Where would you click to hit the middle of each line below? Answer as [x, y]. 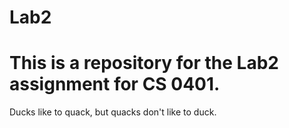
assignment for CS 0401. [115, 84]
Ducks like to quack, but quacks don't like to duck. [113, 112]
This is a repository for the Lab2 [144, 63]
